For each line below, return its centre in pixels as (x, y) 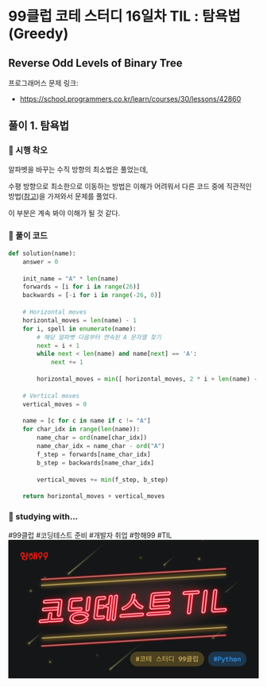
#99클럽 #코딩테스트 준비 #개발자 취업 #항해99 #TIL (90, 535)
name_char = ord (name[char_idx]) (92, 438)
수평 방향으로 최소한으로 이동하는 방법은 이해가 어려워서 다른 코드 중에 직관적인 (130, 186)
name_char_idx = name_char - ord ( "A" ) (101, 446)
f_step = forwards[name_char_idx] (94, 454)
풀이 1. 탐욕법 (39, 126)
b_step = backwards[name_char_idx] (96, 463)
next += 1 (67, 362)
